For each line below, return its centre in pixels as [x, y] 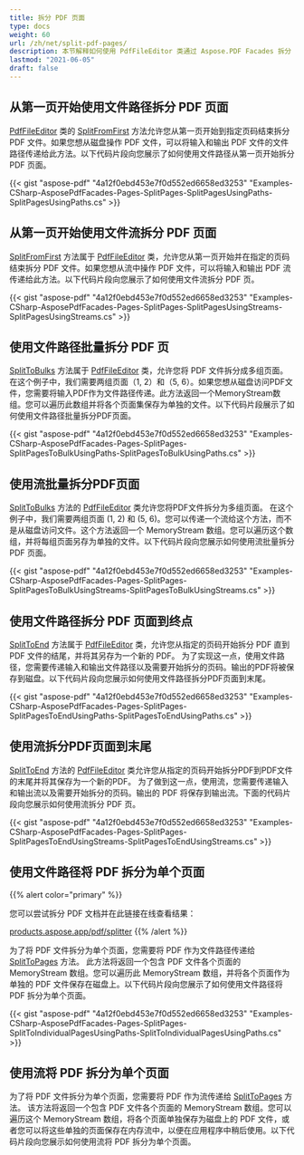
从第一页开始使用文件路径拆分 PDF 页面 [119, 107]
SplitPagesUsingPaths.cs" [58, 202]
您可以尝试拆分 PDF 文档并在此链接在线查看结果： [103, 913]
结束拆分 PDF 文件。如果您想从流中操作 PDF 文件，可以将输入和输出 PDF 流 [150, 267]
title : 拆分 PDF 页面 [47, 18]
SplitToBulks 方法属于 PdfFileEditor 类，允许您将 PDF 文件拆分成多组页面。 [149, 371]
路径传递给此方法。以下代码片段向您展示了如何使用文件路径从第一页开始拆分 [152, 153]
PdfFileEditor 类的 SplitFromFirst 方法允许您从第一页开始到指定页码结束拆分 [150, 130]
